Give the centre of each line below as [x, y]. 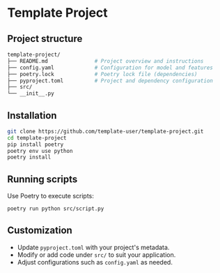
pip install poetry [36, 145]
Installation [32, 116]
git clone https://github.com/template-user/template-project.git [105, 131]
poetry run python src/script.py [56, 209]
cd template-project [37, 138]
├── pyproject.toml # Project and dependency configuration [110, 81]
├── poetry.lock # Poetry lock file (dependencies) [102, 74]
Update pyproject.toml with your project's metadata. [93, 247]
